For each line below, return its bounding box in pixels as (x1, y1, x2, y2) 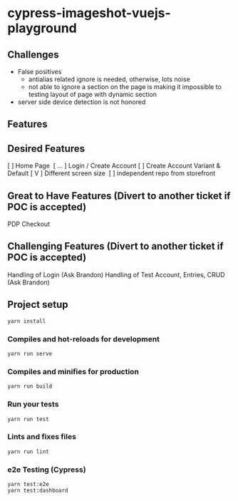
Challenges (7, 48, 59, 61)
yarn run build (7, 383, 53, 390)
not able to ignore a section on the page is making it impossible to (28, 83, 222, 91)
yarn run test (7, 415, 50, 423)
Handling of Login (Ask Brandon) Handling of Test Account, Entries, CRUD (7, 270, 226, 279)
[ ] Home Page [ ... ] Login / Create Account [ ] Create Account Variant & (7, 162, 221, 170)
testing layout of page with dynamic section (28, 91, 157, 98)
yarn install (7, 317, 46, 325)
